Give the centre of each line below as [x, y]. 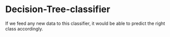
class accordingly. [24, 28]
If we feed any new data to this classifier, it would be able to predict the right [85, 23]
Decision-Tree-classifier [58, 9]
